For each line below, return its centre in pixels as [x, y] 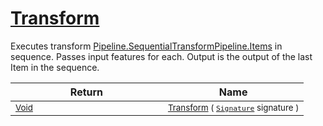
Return [86, 92]
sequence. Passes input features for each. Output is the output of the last [161, 56]
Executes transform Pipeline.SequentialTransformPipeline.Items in [146, 46]
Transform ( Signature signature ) [233, 107]
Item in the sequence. [55, 67]
